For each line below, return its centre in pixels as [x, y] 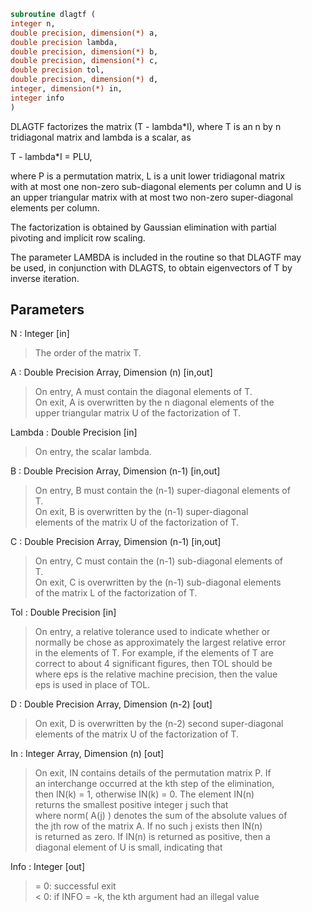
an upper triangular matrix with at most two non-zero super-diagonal [152, 197]
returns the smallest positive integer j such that [131, 805]
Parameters [47, 310]
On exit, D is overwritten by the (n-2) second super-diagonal [159, 724]
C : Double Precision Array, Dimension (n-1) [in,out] [116, 542]
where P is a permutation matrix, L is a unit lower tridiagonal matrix [148, 176]
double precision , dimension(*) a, [84, 33]
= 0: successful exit [75, 886]
